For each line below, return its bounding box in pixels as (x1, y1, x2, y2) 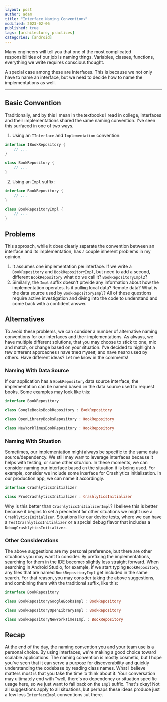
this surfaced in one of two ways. (5, 123, 74, 129)
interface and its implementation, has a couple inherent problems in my (5, 248, 151, 254)
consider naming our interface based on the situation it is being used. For (5, 465, 156, 471)
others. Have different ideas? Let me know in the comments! (5, 354, 129, 360)
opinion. (5, 254, 22, 260)
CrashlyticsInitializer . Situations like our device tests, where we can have (5, 514, 162, 520)
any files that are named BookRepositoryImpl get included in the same (5, 569, 148, 575)
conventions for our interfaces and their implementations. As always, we (5, 333, 153, 340)
